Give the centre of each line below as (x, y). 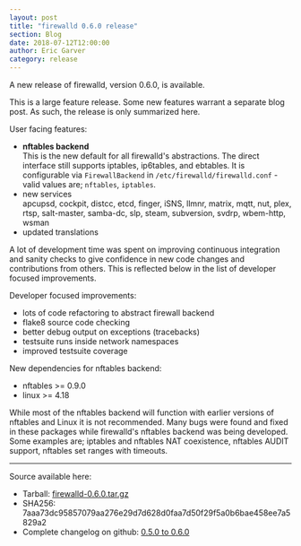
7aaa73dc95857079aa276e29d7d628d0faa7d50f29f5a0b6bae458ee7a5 (156, 513)
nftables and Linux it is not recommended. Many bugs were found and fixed (149, 422)
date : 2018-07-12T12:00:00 (60, 43)
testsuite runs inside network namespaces (100, 341)
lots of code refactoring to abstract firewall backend (118, 313)
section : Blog (36, 34)
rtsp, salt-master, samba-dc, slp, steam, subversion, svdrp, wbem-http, (154, 213)
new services (47, 194)
